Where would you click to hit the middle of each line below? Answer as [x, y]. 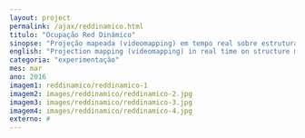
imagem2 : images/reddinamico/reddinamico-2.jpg [101, 94]
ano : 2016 [28, 77]
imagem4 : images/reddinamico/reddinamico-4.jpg [101, 111]
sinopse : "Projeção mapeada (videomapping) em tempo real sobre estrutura [154, 43]
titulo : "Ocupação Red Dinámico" [73, 34]
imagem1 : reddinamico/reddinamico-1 [79, 85]
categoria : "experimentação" [64, 60]
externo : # [30, 119]
